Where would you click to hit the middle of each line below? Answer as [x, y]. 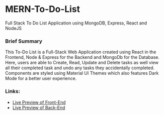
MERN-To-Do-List [43, 9]
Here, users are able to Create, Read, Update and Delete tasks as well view [82, 63]
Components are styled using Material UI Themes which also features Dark [82, 73]
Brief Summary [24, 41]
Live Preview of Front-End [39, 102]
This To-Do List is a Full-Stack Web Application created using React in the [81, 52]
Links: [13, 92]
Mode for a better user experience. [41, 79]
